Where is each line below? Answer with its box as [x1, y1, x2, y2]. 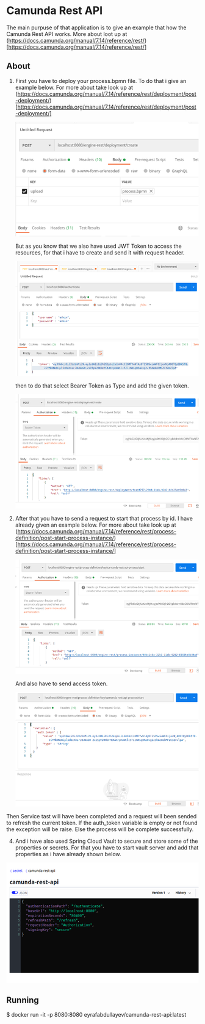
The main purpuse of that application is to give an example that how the [6, 24, 187, 31]
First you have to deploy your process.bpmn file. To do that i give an [15, 77, 187, 84]
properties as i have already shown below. [15, 851, 121, 858]
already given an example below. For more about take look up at [15, 521, 176, 528]
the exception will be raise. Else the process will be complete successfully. [6, 826, 194, 833]
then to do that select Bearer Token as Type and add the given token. [15, 382, 189, 389]
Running [6, 995, 40, 1005]
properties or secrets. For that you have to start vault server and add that [15, 844, 199, 851]
